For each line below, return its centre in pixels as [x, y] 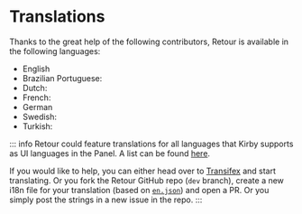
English [36, 69]
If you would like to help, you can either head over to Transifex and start [143, 171]
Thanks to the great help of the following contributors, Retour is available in [149, 42]
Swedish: [39, 116]
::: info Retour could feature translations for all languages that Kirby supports [151, 144]
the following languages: [55, 51]
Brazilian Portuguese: [62, 78]
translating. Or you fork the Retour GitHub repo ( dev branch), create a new [146, 180]
